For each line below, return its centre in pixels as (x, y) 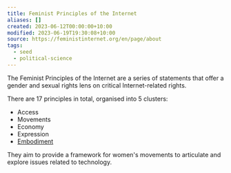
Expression (33, 134)
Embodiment (35, 141)
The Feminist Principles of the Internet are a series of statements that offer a (115, 78)
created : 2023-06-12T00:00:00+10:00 (60, 26)
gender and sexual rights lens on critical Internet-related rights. (97, 85)
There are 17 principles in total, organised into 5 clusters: (88, 99)
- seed (23, 52)
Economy (31, 126)
